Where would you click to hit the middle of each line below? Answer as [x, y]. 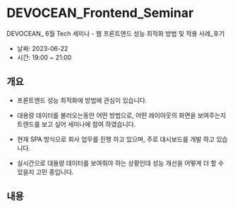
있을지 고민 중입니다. [45, 172]
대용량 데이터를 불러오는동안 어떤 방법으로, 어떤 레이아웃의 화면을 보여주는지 [121, 115]
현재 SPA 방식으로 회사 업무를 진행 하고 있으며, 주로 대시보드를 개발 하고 [116, 139]
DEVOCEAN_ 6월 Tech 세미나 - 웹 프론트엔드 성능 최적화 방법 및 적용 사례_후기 [116, 33]
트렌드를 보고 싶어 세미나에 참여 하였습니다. [76, 124]
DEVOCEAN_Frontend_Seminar [100, 13]
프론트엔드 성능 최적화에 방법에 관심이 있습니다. [82, 100]
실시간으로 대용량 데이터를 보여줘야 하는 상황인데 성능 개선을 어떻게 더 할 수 [120, 163]
